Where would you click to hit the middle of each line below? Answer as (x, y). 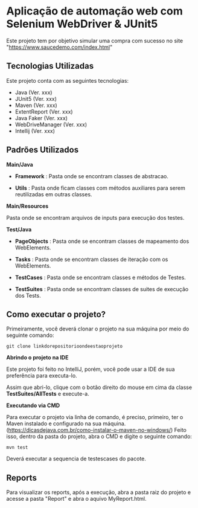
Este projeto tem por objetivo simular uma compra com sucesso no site (95, 40)
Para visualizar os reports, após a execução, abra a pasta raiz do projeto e (99, 492)
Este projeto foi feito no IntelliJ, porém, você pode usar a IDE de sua (91, 369)
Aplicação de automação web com (94, 11)
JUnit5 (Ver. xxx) (36, 98)
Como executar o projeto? (56, 314)
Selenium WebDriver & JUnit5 (82, 24)
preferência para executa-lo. (42, 376)
